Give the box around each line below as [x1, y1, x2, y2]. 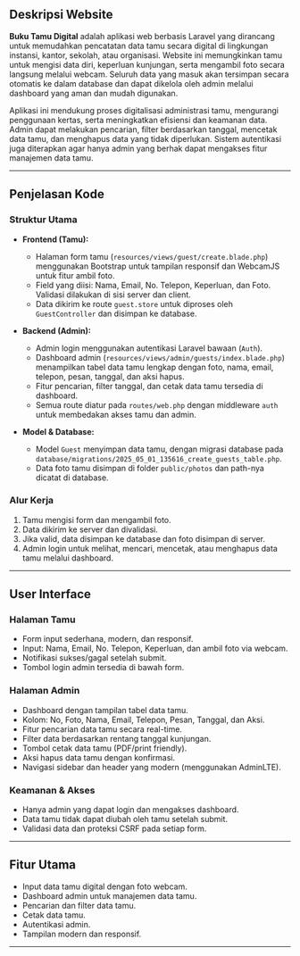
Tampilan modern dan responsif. [21, 928, 142, 939]
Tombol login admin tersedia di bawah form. [21, 662, 185, 673]
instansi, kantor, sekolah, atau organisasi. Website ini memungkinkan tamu [9, 49, 283, 61]
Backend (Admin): [21, 325, 91, 336]
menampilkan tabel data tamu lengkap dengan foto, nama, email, [35, 362, 274, 372]
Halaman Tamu [9, 613, 76, 626]
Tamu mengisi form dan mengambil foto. [21, 514, 171, 525]
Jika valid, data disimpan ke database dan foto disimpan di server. [21, 533, 266, 544]
